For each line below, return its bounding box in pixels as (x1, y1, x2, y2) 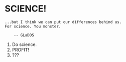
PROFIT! (12, 46, 30, 52)
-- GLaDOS (14, 32, 35, 37)
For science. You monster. (5, 23, 61, 29)
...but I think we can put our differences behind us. (5, 19, 122, 24)
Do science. (12, 41, 37, 47)
